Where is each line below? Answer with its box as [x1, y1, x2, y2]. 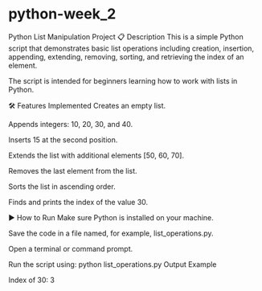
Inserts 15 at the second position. [8, 134, 118, 145]
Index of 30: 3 [8, 275, 55, 285]
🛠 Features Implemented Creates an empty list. [8, 100, 166, 110]
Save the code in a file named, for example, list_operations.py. [8, 228, 215, 238]
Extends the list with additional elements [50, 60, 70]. [8, 150, 185, 160]
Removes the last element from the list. [8, 166, 138, 175]
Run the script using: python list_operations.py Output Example [8, 259, 217, 269]
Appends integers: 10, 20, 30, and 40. [8, 119, 133, 129]
